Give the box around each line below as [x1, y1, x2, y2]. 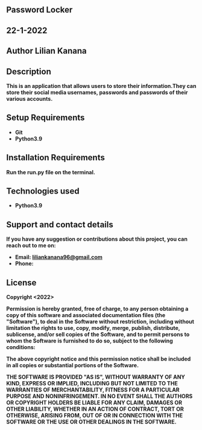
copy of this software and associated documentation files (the [6, 312, 166, 319]
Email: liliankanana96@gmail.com [14, 253, 103, 261]
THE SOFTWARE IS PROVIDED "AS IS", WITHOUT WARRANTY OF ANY [6, 373, 186, 381]
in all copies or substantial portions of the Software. [6, 362, 139, 369]
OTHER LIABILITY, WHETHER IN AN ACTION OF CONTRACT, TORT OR [6, 405, 184, 413]
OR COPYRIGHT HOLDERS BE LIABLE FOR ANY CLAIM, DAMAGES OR [6, 399, 183, 406]
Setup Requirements [6, 113, 85, 123]
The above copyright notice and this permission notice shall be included [6, 355, 191, 362]
